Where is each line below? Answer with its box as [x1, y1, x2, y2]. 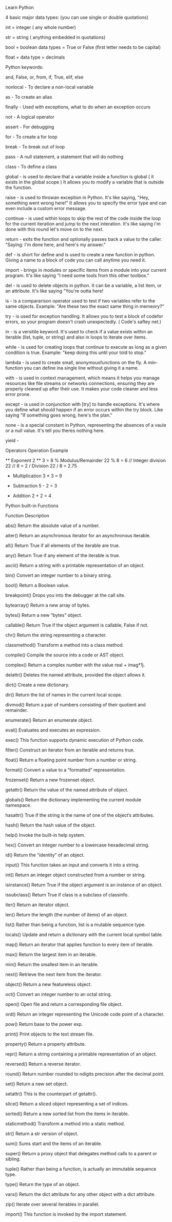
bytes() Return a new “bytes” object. [5, 612, 83, 618]
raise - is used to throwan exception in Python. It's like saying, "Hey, [5, 195, 149, 200]
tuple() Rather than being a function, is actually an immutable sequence [5, 1166, 157, 1172]
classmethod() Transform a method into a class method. [5, 642, 124, 648]
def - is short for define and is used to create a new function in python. [5, 252, 156, 257]
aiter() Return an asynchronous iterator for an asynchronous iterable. [5, 533, 151, 538]
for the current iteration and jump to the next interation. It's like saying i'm [5, 221, 161, 227]
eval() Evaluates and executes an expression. [5, 727, 101, 733]
